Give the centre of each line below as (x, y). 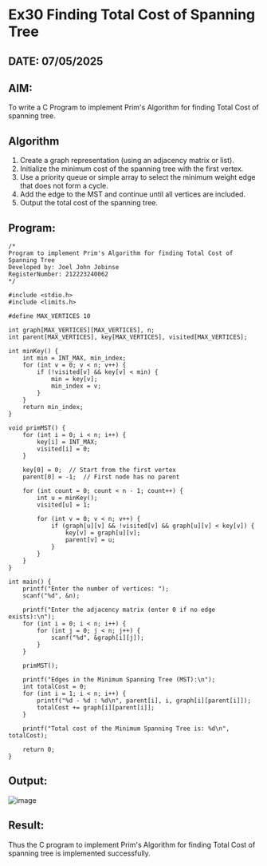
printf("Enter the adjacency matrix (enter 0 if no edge (119, 610)
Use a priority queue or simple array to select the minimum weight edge (137, 177)
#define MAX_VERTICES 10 (49, 316)
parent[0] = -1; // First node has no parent (101, 477)
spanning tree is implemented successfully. (80, 853)
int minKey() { (33, 352)
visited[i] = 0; (64, 449)
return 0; (39, 750)
